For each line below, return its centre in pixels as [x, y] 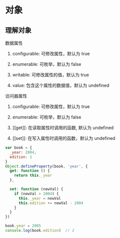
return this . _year [33, 176]
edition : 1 [21, 157]
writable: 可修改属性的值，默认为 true [51, 75]
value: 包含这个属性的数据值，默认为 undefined [61, 85]
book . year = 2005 [23, 226]
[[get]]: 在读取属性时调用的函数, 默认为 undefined [63, 128]
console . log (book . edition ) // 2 [40, 231]
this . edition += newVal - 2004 [51, 203]
